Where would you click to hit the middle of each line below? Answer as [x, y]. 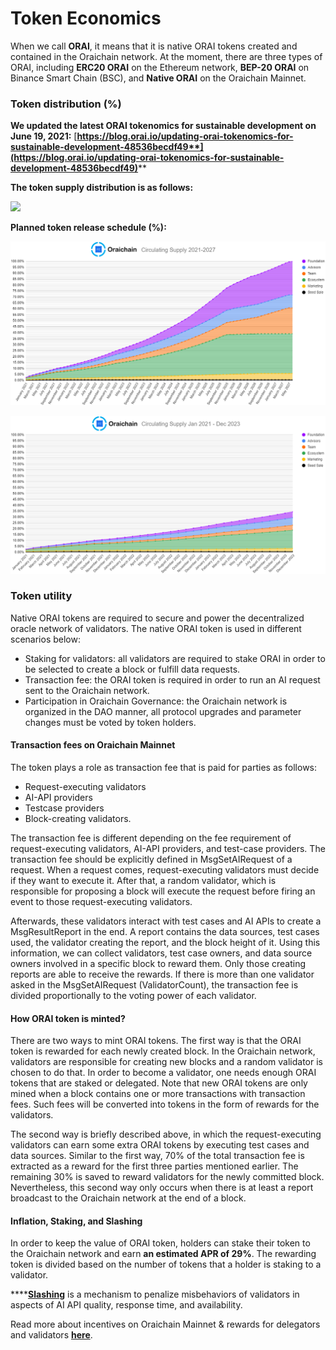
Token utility [41, 596]
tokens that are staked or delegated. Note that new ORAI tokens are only [159, 1083]
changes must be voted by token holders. [110, 722]
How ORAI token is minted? [68, 1018]
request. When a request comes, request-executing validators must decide [165, 870]
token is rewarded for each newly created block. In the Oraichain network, [163, 1051]
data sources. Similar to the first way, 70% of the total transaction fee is [157, 1156]
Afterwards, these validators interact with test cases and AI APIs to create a [166, 921]
